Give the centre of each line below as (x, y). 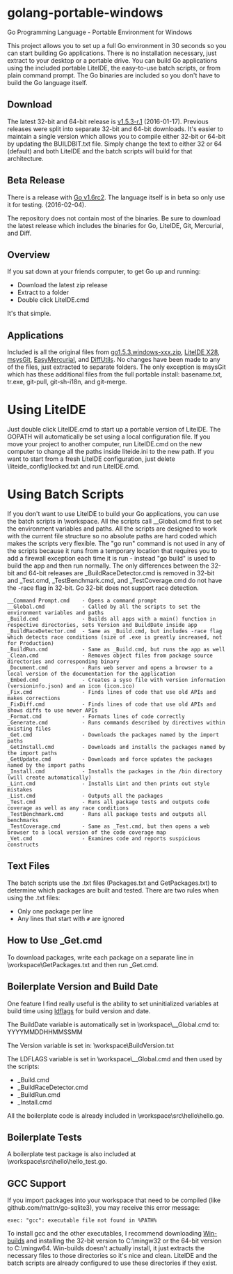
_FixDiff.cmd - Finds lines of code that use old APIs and (112, 705)
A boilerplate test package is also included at (72, 1154)
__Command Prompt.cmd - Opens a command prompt (82, 601)
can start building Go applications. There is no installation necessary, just (112, 53)
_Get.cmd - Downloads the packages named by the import (113, 735)
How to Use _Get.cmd (55, 940)
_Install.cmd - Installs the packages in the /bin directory (115, 772)
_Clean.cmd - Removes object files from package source (110, 656)
